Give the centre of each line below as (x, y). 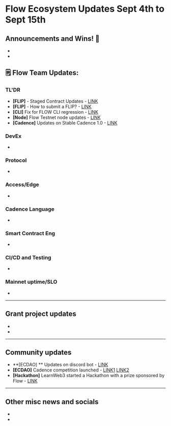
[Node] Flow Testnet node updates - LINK (56, 117)
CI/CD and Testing (28, 258)
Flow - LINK (25, 381)
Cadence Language (30, 209)
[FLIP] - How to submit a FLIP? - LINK (52, 106)
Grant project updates (41, 314)
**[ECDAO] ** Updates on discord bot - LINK (60, 365)
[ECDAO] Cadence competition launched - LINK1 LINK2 (71, 370)
